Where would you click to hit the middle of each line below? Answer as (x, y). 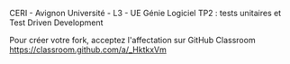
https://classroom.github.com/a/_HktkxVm (88, 50)
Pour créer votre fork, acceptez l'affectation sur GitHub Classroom (132, 40)
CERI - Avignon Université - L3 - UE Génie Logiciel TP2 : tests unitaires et (145, 13)
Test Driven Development (56, 23)
